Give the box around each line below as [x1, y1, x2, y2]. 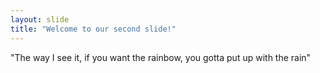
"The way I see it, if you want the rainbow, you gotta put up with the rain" [10, 51, 312, 63]
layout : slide [10, 14, 70, 25]
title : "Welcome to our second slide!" [10, 24, 177, 34]
